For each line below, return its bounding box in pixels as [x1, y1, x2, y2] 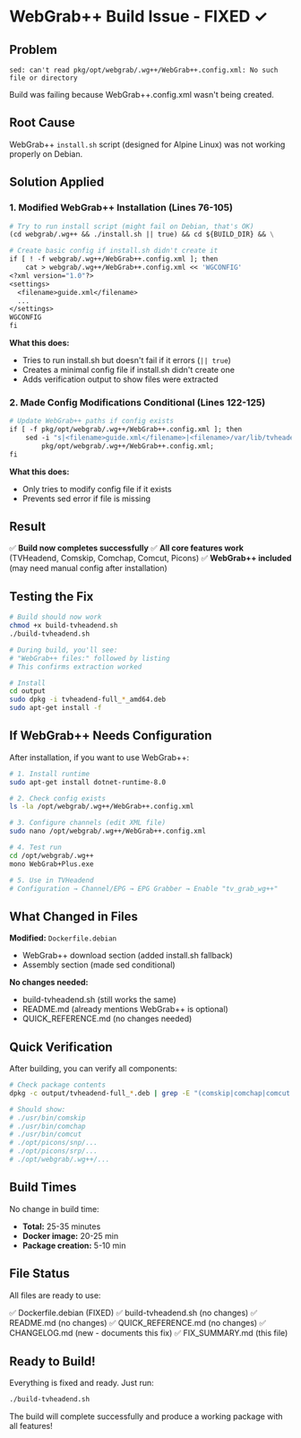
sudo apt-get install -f [9, 704, 102, 713]
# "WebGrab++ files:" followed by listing [9, 654, 170, 663]
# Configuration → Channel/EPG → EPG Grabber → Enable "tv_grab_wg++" [9, 884, 279, 893]
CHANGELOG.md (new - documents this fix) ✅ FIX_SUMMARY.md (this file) [9, 1327, 288, 1338]
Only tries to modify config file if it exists [21, 483, 172, 494]
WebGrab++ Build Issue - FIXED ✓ [9, 6, 269, 27]
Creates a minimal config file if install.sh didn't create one [21, 365, 236, 375]
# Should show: [9, 1104, 66, 1113]
